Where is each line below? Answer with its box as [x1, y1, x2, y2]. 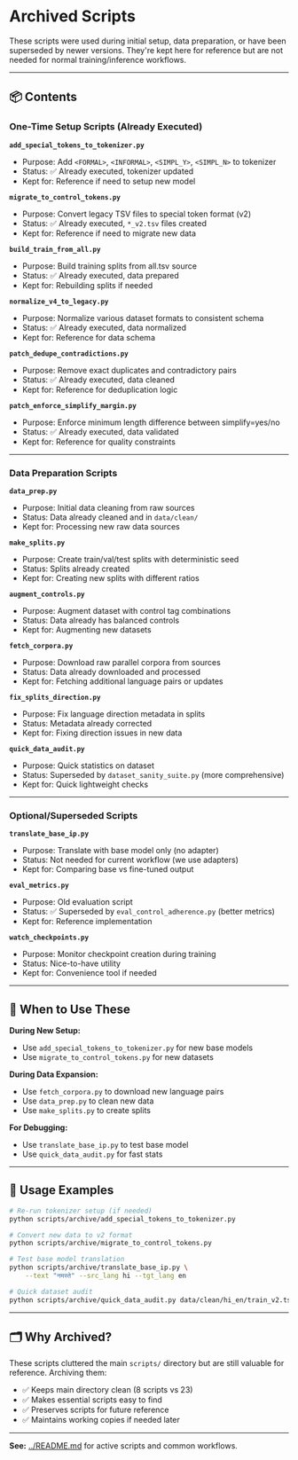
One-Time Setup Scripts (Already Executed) [9, 121, 203, 133]
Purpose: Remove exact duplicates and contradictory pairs [21, 365, 237, 375]
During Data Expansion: [9, 1069, 99, 1079]
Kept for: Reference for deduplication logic [21, 384, 178, 395]
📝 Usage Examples [9, 1182, 114, 1198]
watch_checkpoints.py [9, 933, 90, 942]
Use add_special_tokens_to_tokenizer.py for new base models [21, 1042, 254, 1053]
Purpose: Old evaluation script [21, 897, 133, 907]
